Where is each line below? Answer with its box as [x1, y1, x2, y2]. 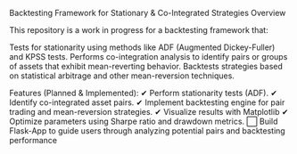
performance [9, 135, 58, 145]
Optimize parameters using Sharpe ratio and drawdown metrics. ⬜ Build [9, 116, 278, 126]
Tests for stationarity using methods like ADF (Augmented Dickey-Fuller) [9, 42, 276, 53]
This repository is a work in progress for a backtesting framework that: [9, 25, 269, 35]
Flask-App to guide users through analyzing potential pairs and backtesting [9, 126, 285, 136]
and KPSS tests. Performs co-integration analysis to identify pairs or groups [9, 52, 288, 61]
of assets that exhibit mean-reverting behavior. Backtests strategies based [9, 61, 284, 71]
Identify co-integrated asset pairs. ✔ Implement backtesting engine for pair [9, 97, 285, 108]
